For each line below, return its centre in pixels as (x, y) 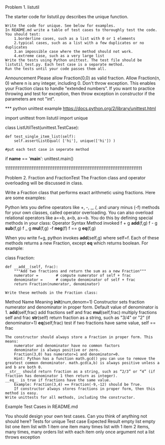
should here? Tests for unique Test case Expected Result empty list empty (80, 421)
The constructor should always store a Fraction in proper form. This (79, 337)
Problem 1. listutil (22, 7)
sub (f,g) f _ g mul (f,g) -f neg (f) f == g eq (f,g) (50, 228)
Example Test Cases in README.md (41, 407)
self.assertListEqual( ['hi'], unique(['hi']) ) (65, 141)
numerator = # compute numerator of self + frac (73, 275)
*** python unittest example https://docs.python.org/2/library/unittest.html (81, 108)
